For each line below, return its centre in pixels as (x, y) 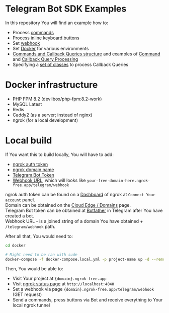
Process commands (33, 32)
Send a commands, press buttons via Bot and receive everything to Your (88, 300)
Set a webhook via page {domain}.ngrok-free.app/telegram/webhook (83, 289)
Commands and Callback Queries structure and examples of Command (86, 54)
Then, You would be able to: (34, 269)
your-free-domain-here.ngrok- (118, 181)
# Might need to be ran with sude (41, 255)
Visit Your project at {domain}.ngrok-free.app (59, 279)
